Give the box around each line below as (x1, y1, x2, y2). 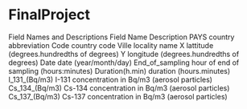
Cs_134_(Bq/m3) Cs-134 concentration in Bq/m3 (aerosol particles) (8, 83, 230, 93)
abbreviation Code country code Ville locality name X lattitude (8, 40, 214, 50)
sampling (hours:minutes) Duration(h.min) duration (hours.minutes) (8, 66, 231, 75)
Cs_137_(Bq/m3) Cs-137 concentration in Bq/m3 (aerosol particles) (8, 91, 228, 101)
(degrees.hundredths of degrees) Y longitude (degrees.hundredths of (8, 49, 240, 59)
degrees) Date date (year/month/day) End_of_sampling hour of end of (8, 58, 240, 67)
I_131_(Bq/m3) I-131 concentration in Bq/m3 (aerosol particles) (8, 75, 213, 84)
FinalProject (8, 6, 91, 24)
